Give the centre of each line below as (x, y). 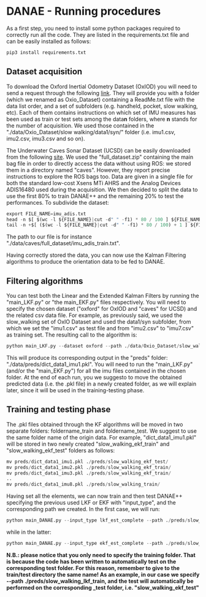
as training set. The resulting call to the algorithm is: (72, 335)
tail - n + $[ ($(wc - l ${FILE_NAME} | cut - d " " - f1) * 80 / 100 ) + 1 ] (97, 225)
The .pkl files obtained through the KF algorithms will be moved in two (95, 424)
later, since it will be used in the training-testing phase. (75, 390)
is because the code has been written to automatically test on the (91, 561)
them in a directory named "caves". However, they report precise (88, 170)
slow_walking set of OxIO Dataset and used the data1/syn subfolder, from (99, 322)
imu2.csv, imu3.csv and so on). (46, 139)
